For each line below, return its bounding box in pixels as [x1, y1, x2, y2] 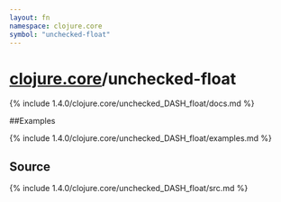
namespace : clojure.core [9, 22, 103, 31]
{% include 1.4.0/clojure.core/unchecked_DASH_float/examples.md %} [9, 133, 273, 144]
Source [9, 159, 51, 174]
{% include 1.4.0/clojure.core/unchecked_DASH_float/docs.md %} [9, 98, 255, 109]
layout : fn [9, 13, 50, 22]
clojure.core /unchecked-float [9, 68, 237, 89]
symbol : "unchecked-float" [9, 30, 111, 39]
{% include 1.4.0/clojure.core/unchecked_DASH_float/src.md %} [9, 183, 249, 194]
